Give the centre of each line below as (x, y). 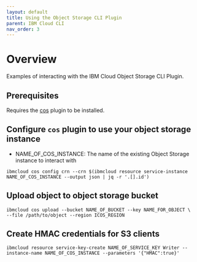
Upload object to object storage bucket (82, 196)
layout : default (27, 12)
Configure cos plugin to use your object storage (99, 129)
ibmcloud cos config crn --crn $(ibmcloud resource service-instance (97, 171)
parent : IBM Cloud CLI (35, 23)
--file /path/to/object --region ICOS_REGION (65, 215)
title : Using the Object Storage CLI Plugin (64, 18)
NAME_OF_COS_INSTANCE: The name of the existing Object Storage (102, 154)
